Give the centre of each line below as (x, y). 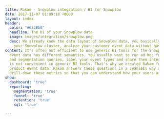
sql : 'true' (26, 105)
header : (13, 23)
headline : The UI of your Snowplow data (51, 32)
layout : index (20, 19)
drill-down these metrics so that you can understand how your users (82, 73)
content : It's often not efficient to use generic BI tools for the (76, 50)
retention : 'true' (32, 100)
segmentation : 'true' (36, 91)
